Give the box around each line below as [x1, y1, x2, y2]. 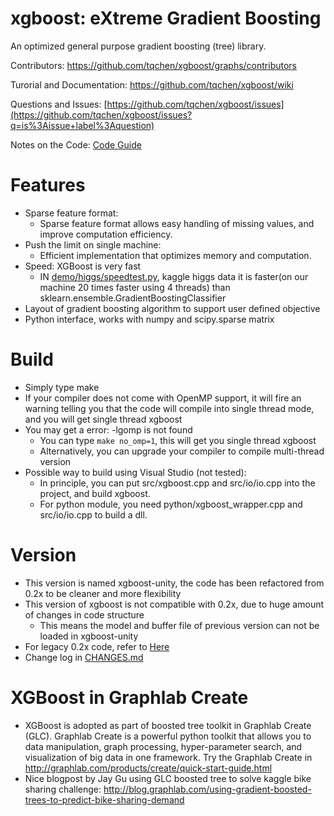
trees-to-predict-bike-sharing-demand [24, 793, 185, 806]
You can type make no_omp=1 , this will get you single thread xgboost [39, 434, 317, 446]
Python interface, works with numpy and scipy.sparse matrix [24, 313, 275, 325]
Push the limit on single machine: [24, 238, 162, 251]
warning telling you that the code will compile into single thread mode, [24, 402, 315, 414]
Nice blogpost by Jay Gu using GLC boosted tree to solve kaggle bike [24, 772, 312, 784]
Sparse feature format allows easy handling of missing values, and [39, 217, 315, 229]
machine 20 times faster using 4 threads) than [39, 281, 231, 293]
